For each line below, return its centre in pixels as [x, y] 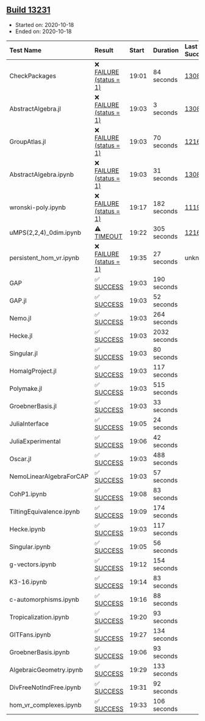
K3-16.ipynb [28, 582]
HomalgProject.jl [33, 371]
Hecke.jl [21, 336]
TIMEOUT [109, 236]
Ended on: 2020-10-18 [43, 31]
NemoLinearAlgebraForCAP [49, 476]
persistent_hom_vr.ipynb [44, 257]
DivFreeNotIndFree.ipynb [45, 687]
